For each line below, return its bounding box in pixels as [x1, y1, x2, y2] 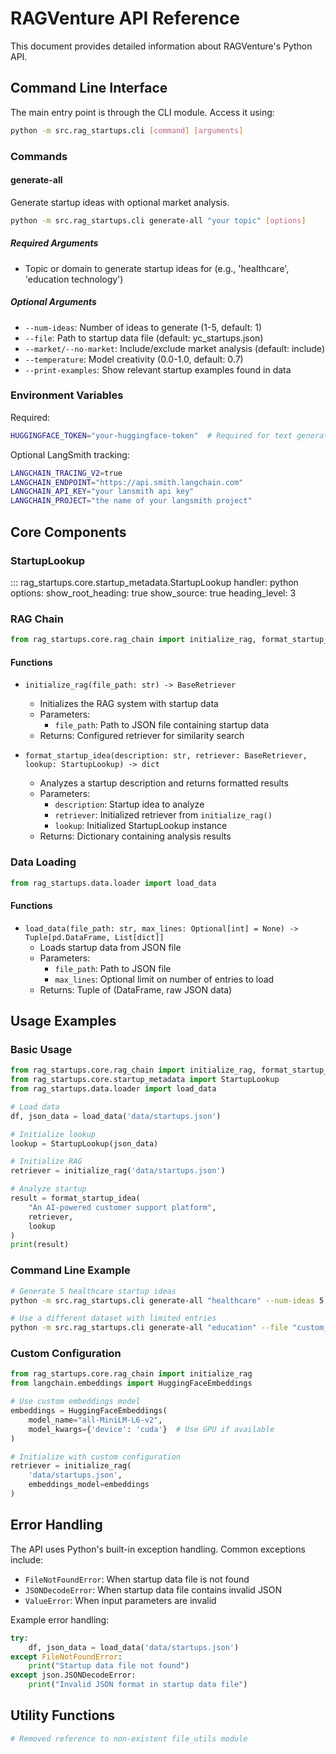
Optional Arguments [10, 296, 97, 308]
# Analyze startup [10, 1184, 87, 1194]
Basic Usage [10, 1042, 73, 1056]
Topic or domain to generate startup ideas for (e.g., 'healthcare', [24, 262, 290, 274]
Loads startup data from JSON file [39, 941, 182, 953]
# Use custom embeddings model [10, 1397, 141, 1407]
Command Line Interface [10, 80, 168, 97]
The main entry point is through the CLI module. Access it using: [10, 106, 275, 118]
